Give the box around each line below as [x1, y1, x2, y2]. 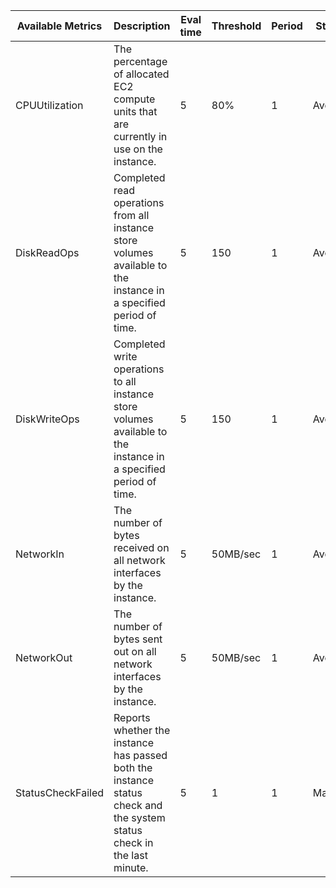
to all [113, 375, 137, 388]
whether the [113, 724, 171, 737]
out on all [113, 645, 157, 658]
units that [113, 105, 158, 118]
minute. [113, 861, 149, 874]
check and [113, 799, 163, 812]
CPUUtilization [15, 99, 84, 112]
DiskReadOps [15, 246, 80, 259]
